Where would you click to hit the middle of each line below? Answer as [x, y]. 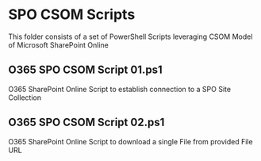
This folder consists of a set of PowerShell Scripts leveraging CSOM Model [130, 36]
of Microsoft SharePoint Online [58, 44]
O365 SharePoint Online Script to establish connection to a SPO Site [120, 89]
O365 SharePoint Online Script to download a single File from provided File [130, 141]
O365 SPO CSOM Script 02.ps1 [86, 123]
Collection [25, 98]
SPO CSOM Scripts [72, 15]
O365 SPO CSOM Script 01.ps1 [85, 70]
